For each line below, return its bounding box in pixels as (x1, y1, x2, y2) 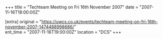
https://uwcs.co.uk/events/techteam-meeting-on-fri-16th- (41, 19, 158, 24)
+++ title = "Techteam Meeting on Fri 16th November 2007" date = (5, 4, 139, 10)
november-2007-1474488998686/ (5, 24, 74, 30)
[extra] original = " (5, 19, 42, 24)
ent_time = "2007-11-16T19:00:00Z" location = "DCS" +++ (5, 29, 122, 35)
